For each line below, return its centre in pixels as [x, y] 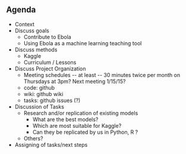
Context [24, 24]
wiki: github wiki [43, 94]
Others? [33, 138]
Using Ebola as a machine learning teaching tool [83, 43]
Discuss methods [36, 50]
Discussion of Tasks [39, 106]
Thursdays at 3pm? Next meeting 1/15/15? [75, 81]
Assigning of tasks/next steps [51, 144]
